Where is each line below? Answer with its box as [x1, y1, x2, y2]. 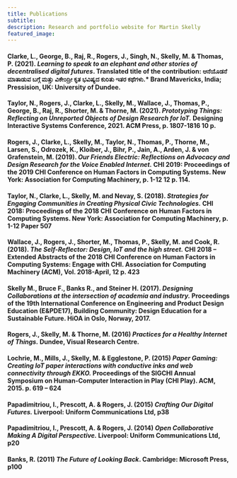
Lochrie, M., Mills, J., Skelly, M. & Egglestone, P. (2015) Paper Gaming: [7, 354, 218, 362]
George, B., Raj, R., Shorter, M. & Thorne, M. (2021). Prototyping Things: [7, 107, 223, 115]
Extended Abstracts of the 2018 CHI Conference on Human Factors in [7, 252, 216, 262]
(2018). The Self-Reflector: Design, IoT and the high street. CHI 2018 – [7, 245, 217, 254]
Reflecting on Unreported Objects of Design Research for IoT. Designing [7, 114, 224, 122]
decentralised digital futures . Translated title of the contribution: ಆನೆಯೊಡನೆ [7, 66, 228, 75]
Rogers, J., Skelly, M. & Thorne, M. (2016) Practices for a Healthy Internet [7, 330, 228, 339]
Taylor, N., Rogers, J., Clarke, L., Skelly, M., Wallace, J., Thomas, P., [7, 99, 210, 107]
